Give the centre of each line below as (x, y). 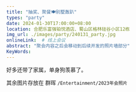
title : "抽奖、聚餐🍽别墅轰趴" (42, 12)
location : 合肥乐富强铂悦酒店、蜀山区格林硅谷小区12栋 (68, 29)
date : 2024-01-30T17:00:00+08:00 (49, 23)
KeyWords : (19, 52)
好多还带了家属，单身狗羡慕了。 (46, 69)
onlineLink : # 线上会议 (36, 40)
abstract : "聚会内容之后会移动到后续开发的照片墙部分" (68, 46)
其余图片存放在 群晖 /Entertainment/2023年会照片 (67, 82)
